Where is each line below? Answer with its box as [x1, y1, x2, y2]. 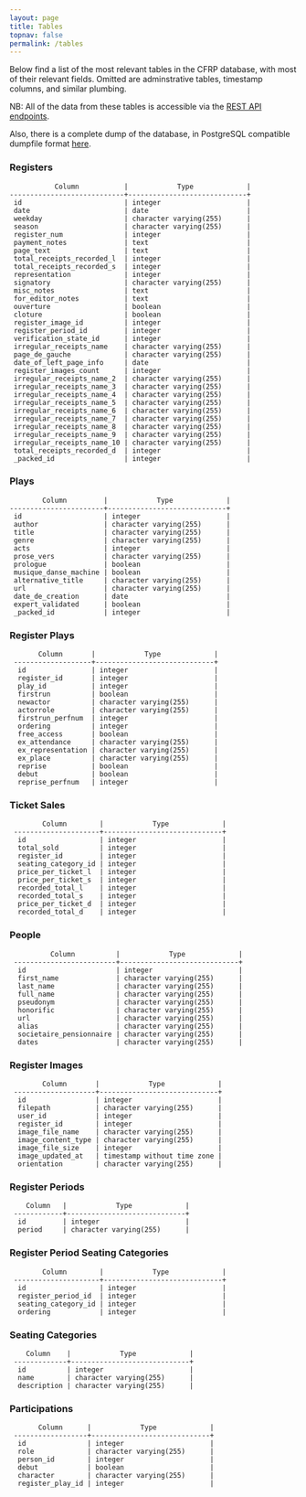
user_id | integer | [17, 1112, 223, 1121]
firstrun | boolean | [17, 690, 219, 700]
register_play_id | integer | [17, 1479, 215, 1489]
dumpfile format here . [9, 138, 91, 149]
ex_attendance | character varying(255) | [17, 738, 219, 747]
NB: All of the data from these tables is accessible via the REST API [9, 102, 262, 112]
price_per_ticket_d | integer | [17, 900, 227, 909]
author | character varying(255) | [13, 519, 231, 529]
